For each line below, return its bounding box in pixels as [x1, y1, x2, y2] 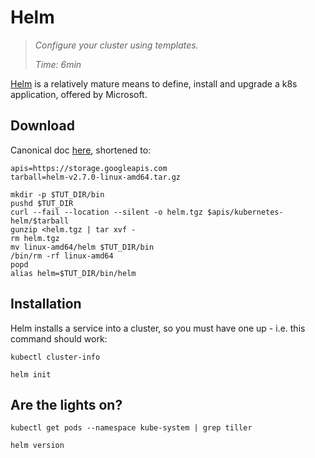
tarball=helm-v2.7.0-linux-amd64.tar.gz [10, 172, 182, 182]
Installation [10, 296, 82, 313]
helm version [10, 441, 65, 451]
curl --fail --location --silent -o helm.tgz [10, 207, 203, 217]
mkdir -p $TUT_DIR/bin [10, 189, 105, 200]
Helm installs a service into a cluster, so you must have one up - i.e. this [10, 322, 306, 334]
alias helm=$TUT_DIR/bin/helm [10, 268, 137, 278]
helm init [10, 369, 52, 380]
